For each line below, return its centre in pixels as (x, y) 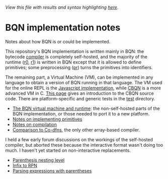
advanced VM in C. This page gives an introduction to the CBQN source (80, 93)
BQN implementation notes (63, 28)
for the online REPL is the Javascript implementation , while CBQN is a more (83, 88)
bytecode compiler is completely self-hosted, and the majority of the (76, 56)
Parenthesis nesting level (38, 160)
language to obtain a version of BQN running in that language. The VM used (84, 82)
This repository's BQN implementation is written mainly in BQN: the (75, 51)
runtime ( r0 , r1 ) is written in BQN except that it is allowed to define (73, 62)
